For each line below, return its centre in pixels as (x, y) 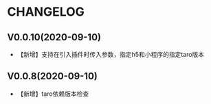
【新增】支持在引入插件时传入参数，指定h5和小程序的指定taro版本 (111, 54)
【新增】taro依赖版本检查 (53, 94)
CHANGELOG (46, 12)
